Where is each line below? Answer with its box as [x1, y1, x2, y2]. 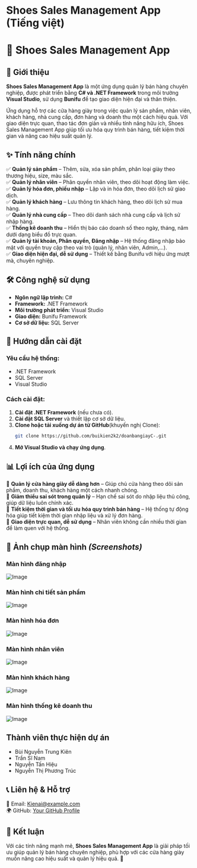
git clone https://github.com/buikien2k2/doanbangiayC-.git [14, 433, 167, 439]
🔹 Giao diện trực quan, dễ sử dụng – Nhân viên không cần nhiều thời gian [6, 519, 187, 526]
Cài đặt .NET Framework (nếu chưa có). [14, 408, 113, 416]
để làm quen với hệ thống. [6, 524, 70, 532]
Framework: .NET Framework [14, 300, 88, 307]
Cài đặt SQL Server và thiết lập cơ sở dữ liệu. [14, 415, 126, 422]
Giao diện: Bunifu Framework [14, 313, 87, 320]
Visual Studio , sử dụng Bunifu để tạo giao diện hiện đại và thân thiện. [6, 96, 177, 103]
